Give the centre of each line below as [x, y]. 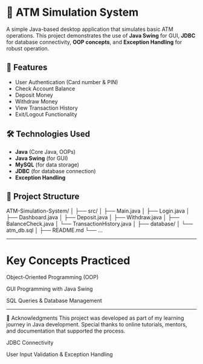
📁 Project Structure [43, 196]
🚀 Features [27, 68]
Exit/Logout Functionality [46, 114]
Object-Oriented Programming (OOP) [52, 277]
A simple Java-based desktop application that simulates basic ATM [90, 29]
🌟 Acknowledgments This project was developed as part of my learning [95, 318]
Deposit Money [34, 95]
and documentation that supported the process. [66, 331]
